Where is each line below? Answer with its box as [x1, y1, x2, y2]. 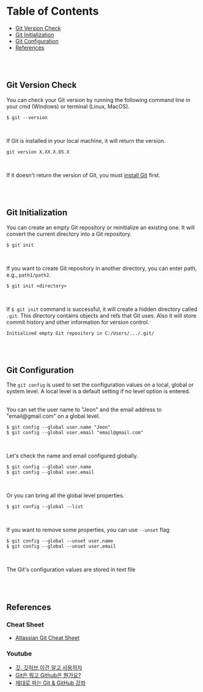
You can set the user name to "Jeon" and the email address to [6, 406, 162, 413]
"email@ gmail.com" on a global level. [6, 412, 100, 420]
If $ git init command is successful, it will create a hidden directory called [6, 305, 197, 313]
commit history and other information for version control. [6, 318, 150, 326]
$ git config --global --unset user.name [6, 538, 114, 544]
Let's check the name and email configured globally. [6, 452, 139, 459]
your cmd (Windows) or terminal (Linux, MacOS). [6, 103, 130, 110]
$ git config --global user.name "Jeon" [6, 424, 111, 431]
